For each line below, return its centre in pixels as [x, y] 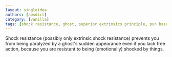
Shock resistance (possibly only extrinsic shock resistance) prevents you [82, 38]
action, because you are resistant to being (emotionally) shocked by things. [85, 49]
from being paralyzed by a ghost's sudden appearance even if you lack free [85, 44]
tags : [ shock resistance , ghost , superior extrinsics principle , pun [81, 24]
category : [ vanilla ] [27, 19]
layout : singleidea [26, 10]
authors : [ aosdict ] [26, 15]
